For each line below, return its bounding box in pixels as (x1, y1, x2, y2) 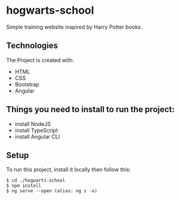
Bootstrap (14, 81, 39, 88)
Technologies (6, 41, 59, 51)
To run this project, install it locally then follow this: (6, 166, 131, 173)
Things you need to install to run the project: (6, 104, 175, 115)
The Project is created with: (6, 56, 74, 63)
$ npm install (6, 183, 42, 189)
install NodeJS (14, 120, 51, 127)
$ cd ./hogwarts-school (6, 177, 66, 184)
